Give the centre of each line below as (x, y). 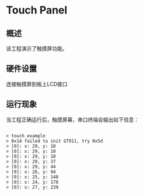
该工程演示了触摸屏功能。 (37, 48)
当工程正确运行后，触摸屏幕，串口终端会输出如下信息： (72, 119)
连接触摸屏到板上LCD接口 (37, 84)
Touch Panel (37, 10)
